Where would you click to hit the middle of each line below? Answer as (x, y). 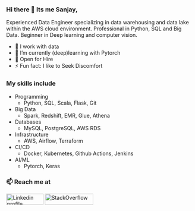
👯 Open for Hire (34, 59)
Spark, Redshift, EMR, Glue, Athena (67, 115)
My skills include (31, 84)
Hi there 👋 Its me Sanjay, (42, 10)
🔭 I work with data (37, 46)
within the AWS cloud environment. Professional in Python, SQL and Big (94, 29)
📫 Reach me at (29, 182)
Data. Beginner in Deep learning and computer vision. (72, 35)
